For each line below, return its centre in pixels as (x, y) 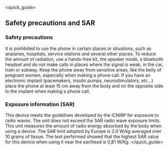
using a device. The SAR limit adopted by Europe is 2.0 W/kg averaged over (83, 131)
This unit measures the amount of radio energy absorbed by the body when (83, 126)
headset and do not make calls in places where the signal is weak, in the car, (84, 64)
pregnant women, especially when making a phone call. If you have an (78, 75)
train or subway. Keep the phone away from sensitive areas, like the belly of (83, 69)
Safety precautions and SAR (50, 23)
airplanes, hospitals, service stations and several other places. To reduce (81, 54)
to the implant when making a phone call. (48, 91)
